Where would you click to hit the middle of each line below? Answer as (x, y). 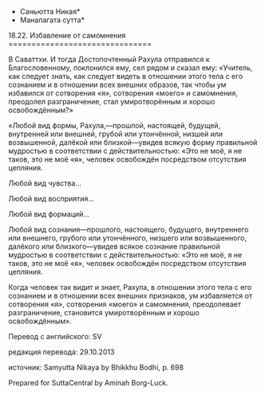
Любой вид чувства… (45, 183)
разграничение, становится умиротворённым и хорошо (104, 313)
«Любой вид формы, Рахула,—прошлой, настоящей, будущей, (115, 125)
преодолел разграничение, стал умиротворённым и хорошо (112, 102)
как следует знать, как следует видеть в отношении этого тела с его (126, 76)
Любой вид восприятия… (51, 199)
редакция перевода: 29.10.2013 (61, 352)
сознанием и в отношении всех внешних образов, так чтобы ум (117, 84)
